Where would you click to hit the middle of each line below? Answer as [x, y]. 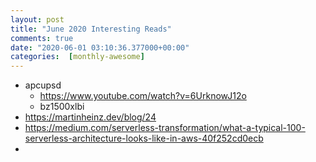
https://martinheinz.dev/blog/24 [90, 117]
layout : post [37, 19]
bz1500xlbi [62, 107]
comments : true [42, 38]
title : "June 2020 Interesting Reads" [91, 29]
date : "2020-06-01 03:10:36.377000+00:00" [100, 47]
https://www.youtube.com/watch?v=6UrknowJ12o [143, 96]
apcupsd [43, 85]
